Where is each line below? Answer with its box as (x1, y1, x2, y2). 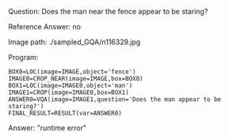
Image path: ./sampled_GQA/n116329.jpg (8, 37, 141, 47)
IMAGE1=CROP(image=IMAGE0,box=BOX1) (8, 88, 129, 96)
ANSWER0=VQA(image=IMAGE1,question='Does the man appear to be (8, 96, 222, 103)
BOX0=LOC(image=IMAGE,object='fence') (8, 68, 136, 76)
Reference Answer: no (8, 22, 82, 31)
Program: (8, 53, 39, 62)
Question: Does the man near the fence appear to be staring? (8, 7, 208, 16)
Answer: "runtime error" (8, 123, 87, 133)
